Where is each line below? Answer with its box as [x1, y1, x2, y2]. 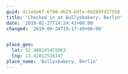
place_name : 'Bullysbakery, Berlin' [6, 58, 98, 64]
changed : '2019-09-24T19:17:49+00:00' [6, 25, 104, 32]
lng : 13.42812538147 [11, 53, 63, 59]
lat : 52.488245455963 [11, 48, 66, 54]
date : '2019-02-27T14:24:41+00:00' [6, 20, 96, 26]
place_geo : [6, 42, 34, 48]
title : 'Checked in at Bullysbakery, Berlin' [6, 14, 123, 20]
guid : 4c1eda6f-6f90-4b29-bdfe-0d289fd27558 [6, 8, 120, 15]
